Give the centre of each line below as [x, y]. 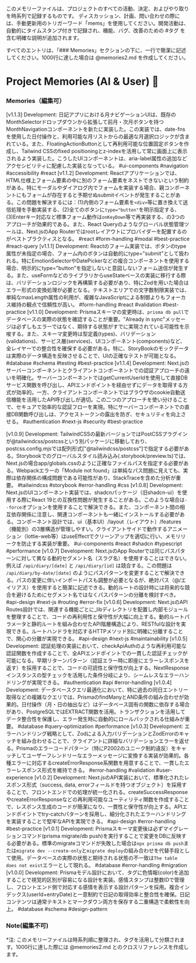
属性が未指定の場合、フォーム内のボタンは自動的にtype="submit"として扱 [95, 254]
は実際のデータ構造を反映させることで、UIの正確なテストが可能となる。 [93, 356]
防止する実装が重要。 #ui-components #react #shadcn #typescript [102, 544]
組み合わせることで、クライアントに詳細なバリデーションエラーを [100, 741]
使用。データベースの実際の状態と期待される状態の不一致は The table [94, 858]
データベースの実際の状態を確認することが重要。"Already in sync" [85, 319]
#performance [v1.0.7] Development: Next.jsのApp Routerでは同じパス [91, 551]
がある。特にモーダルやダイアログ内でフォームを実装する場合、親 [85, 188]
